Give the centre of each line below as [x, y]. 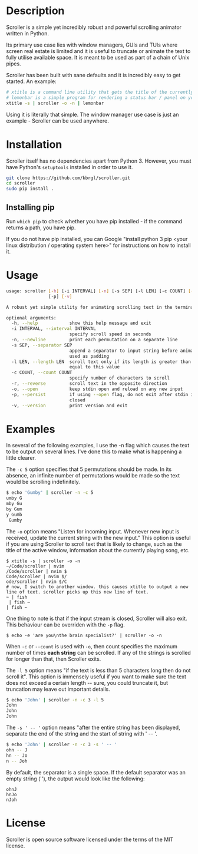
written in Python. [27, 33]
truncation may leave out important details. [58, 689]
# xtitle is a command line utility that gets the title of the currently [100, 92]
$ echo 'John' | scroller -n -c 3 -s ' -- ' [62, 745]
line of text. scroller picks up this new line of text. [77, 592]
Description [35, 11]
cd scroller [21, 183]
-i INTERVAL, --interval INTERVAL [54, 329]
